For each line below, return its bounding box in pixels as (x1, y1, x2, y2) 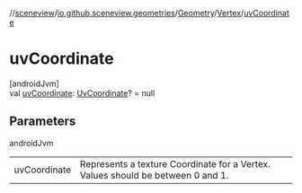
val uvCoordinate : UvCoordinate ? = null (9, 87, 155, 98)
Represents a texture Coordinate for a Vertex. (79, 157, 271, 170)
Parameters (9, 114, 76, 129)
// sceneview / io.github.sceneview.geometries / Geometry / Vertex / (9, 8, 244, 18)
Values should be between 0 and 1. (79, 169, 229, 181)
